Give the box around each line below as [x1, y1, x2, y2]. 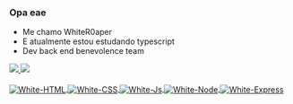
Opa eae [9, 6, 47, 19]
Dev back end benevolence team [22, 46, 145, 56]
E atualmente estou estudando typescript [22, 36, 175, 47]
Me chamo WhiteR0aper [22, 27, 113, 38]
